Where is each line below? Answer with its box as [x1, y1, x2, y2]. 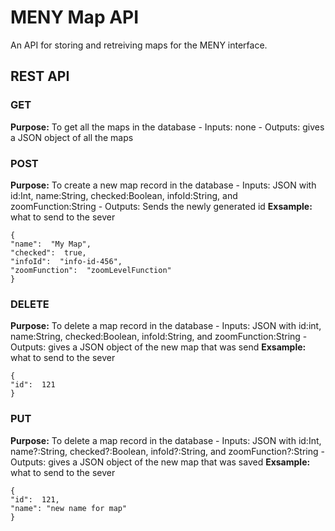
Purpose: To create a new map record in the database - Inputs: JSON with [10, 179, 317, 191]
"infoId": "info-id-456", [10, 256, 123, 266]
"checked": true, [10, 247, 87, 258]
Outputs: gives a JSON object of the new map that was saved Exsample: [10, 456, 311, 468]
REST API [10, 68, 70, 85]
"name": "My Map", [10, 239, 92, 249]
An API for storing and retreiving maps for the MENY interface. [10, 39, 268, 51]
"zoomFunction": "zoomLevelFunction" [10, 265, 172, 275]
